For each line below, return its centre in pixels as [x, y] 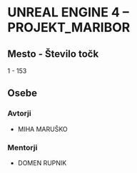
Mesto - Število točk [53, 54]
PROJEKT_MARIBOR [69, 27]
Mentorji [22, 147]
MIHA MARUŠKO [42, 129]
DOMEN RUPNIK [42, 163]
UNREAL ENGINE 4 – [68, 12]
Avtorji [19, 113]
